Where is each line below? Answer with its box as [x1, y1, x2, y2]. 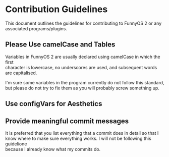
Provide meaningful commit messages [5, 117, 129, 125]
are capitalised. [5, 70, 37, 76]
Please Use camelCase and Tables [5, 40, 116, 49]
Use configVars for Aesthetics [5, 99, 102, 108]
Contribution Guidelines [5, 4, 108, 15]
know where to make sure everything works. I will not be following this [5, 135, 151, 141]
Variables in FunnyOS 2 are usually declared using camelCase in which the [5, 54, 160, 60]
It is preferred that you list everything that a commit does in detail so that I [5, 130, 159, 136]
